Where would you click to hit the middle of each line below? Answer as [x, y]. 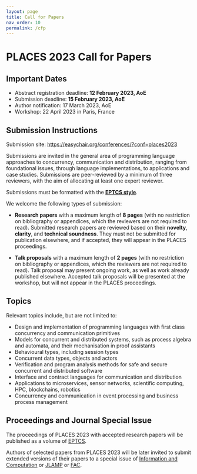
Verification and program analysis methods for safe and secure [91, 364]
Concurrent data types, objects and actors [66, 358]
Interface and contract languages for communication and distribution [98, 377]
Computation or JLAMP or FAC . [44, 465]
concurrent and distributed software [59, 370]
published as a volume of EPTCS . [46, 441]
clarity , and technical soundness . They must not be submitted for [95, 234]
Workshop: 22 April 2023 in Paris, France [64, 112]
